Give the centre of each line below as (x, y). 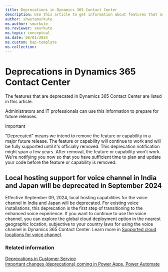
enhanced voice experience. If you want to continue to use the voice (76, 214)
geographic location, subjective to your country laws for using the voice (79, 224)
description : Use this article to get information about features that (81, 14)
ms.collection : (21, 47)
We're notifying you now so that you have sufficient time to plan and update (83, 157)
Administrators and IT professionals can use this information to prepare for (82, 111)
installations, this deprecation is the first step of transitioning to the (74, 208)
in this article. (19, 101)
